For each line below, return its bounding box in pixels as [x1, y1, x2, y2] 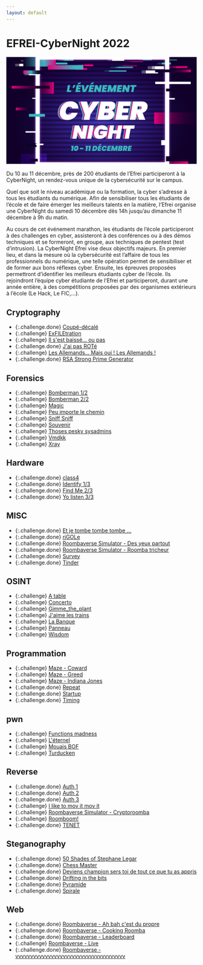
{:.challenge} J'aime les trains [14, 612, 89, 619]
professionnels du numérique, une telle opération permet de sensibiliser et [6, 257, 192, 265]
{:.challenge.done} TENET [14, 821, 80, 828]
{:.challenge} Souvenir [14, 421, 71, 428]
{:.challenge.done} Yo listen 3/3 [14, 493, 94, 500]
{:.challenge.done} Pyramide [14, 880, 86, 888]
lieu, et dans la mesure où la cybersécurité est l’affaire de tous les [6, 251, 170, 259]
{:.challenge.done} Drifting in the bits [14, 874, 107, 882]
